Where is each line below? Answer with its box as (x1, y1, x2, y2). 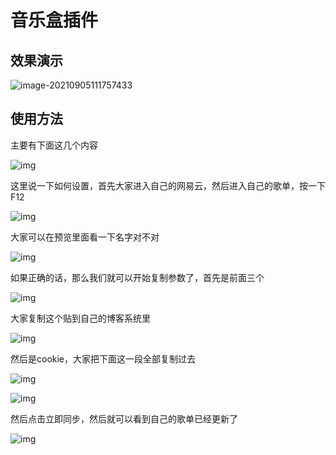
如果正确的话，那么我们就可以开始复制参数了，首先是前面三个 (10, 271, 265, 283)
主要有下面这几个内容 (10, 139, 98, 151)
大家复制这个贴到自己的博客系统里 (10, 312, 151, 324)
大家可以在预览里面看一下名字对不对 (10, 231, 160, 243)
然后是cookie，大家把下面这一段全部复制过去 (10, 352, 197, 365)
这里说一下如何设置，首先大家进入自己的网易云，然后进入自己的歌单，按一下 (10, 179, 326, 191)
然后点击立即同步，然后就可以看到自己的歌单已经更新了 (10, 412, 238, 425)
